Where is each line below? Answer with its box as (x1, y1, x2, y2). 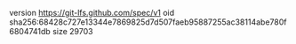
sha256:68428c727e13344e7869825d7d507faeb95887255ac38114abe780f (9, 17, 287, 27)
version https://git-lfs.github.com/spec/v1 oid (9, 8, 175, 18)
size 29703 (52, 26, 93, 36)
